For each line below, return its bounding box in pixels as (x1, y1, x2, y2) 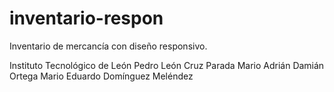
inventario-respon (9, 7, 164, 30)
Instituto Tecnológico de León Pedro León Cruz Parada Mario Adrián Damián (9, 59, 325, 71)
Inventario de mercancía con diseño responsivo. (9, 40, 208, 52)
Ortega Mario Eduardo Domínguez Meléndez (9, 70, 194, 82)
